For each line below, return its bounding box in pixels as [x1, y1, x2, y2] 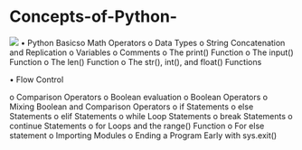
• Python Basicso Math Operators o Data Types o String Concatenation [20, 37, 286, 48]
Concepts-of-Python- [9, 6, 178, 27]
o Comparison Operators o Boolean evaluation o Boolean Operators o [9, 91, 269, 102]
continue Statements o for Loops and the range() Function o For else [9, 120, 265, 131]
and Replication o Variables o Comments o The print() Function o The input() [9, 47, 294, 58]
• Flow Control [9, 74, 64, 85]
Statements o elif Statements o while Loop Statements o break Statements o [9, 110, 293, 121]
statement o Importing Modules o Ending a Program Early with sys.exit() [9, 129, 278, 141]
